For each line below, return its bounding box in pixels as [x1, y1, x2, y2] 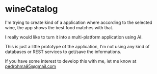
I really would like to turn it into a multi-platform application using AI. [5, 34, 143, 40]
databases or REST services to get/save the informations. [5, 49, 122, 55]
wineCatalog [5, 3, 58, 15]
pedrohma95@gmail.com [5, 63, 56, 69]
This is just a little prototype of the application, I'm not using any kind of [5, 43, 150, 49]
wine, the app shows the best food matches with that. [5, 24, 114, 30]
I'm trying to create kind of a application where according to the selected [5, 19, 153, 25]
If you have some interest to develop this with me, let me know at [5, 58, 136, 64]
